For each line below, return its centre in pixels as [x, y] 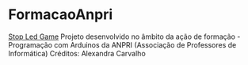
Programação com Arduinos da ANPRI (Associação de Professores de [122, 44]
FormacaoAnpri [61, 15]
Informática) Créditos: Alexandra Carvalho [77, 53]
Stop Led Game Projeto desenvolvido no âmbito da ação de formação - [124, 36]
